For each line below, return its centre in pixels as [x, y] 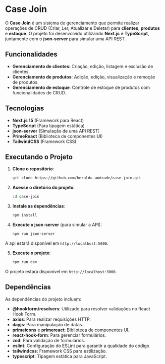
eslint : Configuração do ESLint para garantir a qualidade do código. [81, 346]
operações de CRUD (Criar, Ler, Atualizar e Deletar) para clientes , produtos [82, 28]
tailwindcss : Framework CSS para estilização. [59, 351]
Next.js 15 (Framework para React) [48, 120]
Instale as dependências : [39, 206]
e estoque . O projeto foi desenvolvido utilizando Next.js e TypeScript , [77, 33]
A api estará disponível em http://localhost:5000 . [57, 243]
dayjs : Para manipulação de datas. [48, 324]
